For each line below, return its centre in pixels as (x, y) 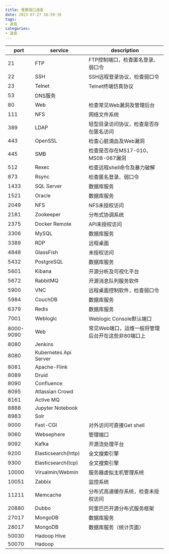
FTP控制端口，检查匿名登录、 (124, 60)
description (125, 50)
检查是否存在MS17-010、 (120, 150)
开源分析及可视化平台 (114, 271)
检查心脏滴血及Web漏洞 (117, 141)
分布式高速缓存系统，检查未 (121, 491)
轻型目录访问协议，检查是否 (121, 124)
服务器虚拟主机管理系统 (116, 473)
